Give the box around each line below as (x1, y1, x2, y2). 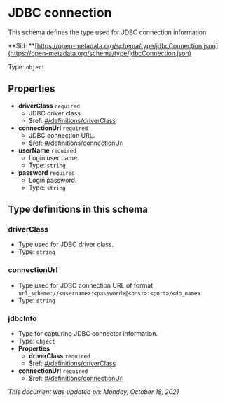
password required (18, 168, 76, 176)
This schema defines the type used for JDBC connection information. (8, 28, 209, 36)
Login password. (28, 176, 77, 184)
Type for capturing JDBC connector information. (18, 330, 158, 338)
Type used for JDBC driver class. (18, 240, 114, 249)
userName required (18, 146, 76, 155)
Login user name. (28, 153, 79, 162)
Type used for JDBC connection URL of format (18, 281, 154, 290)
